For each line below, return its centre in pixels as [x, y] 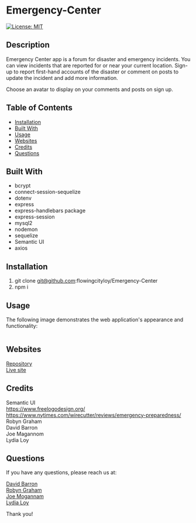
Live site [16, 370]
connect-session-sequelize [47, 192]
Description [28, 45]
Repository [19, 363]
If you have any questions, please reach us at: [61, 472]
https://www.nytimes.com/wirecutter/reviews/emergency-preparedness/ [94, 415]
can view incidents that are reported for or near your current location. [90, 65]
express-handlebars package [50, 211]
